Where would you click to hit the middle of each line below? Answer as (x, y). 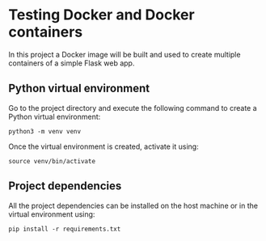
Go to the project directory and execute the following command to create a (133, 108)
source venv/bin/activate (52, 161)
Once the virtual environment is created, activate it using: (104, 146)
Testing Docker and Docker (102, 15)
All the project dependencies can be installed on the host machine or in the (133, 205)
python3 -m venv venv (45, 131)
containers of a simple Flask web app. (72, 63)
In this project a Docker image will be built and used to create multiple (125, 54)
